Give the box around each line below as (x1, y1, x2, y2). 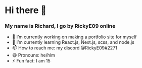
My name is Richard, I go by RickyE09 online (5, 23, 116, 30)
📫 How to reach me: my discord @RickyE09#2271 (12, 45, 117, 51)
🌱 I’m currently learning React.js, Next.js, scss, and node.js (12, 39, 134, 45)
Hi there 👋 (5, 5, 46, 16)
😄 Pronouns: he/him (12, 52, 55, 58)
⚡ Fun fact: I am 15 (12, 58, 51, 64)
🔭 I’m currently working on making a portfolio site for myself (12, 34, 137, 40)
